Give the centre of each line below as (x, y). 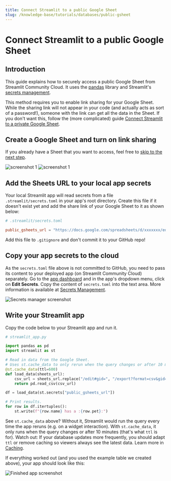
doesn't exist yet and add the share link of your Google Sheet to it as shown (85, 206)
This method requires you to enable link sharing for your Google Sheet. (80, 102)
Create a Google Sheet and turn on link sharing (81, 139)
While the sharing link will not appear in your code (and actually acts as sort (85, 108)
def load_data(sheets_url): (35, 374)
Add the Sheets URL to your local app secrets (78, 183)
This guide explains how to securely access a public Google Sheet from (80, 81)
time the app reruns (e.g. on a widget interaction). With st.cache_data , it (81, 426)
